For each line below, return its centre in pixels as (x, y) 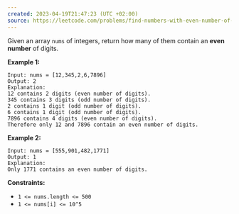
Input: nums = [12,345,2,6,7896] (57, 75)
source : (19, 21)
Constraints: (26, 182)
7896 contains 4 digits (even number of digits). (83, 118)
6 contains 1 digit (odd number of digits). (74, 112)
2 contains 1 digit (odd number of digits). (74, 106)
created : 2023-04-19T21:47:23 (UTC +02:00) (73, 14)
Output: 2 (22, 81)
